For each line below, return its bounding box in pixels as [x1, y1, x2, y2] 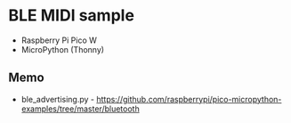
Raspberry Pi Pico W [20, 35, 97, 45]
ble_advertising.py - [20, 94, 95, 104]
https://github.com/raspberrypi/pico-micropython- [96, 94, 282, 104]
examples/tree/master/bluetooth [20, 103, 140, 114]
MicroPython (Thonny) [20, 44, 104, 54]
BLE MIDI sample [8, 5, 135, 26]
